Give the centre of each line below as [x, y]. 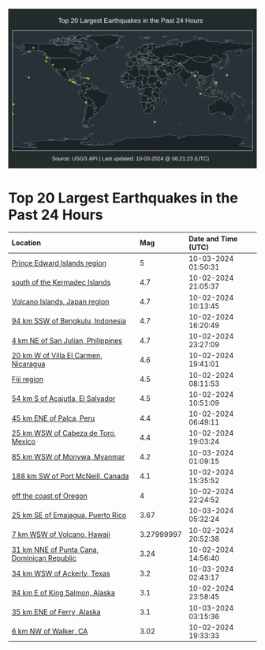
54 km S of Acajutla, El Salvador [63, 399]
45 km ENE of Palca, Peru [53, 418]
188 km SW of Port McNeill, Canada [70, 476]
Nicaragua [28, 364]
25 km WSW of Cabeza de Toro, [64, 433]
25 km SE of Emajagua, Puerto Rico [69, 515]
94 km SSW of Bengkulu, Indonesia [69, 321]
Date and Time [213, 239]
